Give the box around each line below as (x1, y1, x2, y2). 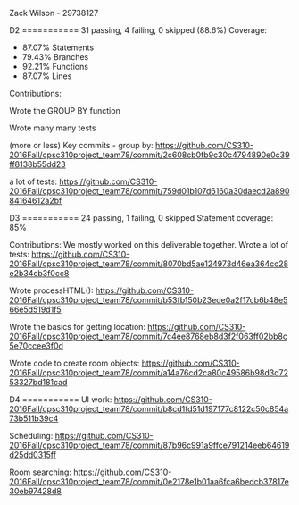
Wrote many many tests (9, 122, 96, 133)
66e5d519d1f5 (9, 304, 62, 315)
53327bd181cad (9, 377, 68, 387)
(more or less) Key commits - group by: (9, 140, 154, 150)
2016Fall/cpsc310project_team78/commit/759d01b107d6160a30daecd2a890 (9, 186, 290, 196)
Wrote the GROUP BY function (9, 105, 120, 115)
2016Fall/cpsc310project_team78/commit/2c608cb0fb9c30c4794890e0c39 (9, 149, 290, 160)
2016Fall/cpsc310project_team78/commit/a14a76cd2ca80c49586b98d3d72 (9, 367, 288, 378)
